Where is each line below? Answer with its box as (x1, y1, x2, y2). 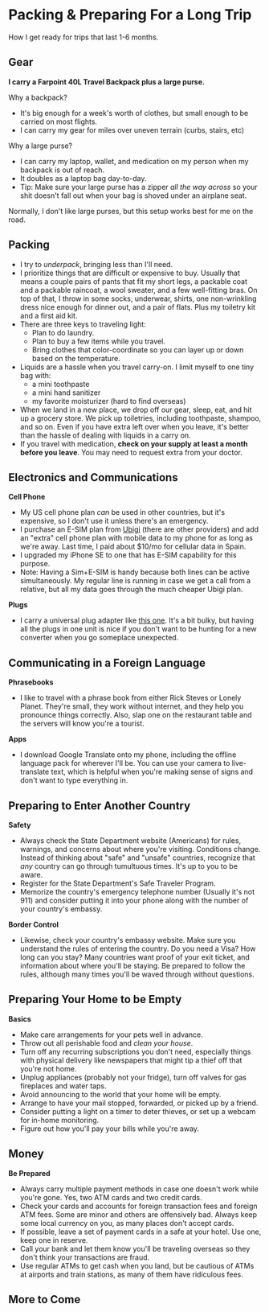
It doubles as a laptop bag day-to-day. (19, 173, 147, 183)
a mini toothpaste (31, 379, 90, 389)
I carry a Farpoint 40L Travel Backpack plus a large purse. (8, 76, 205, 86)
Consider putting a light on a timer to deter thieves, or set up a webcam (19, 1106, 256, 1116)
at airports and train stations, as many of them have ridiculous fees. (19, 1269, 243, 1279)
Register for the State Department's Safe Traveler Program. (19, 878, 216, 888)
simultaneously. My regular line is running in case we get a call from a (19, 576, 251, 586)
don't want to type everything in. (19, 775, 128, 785)
